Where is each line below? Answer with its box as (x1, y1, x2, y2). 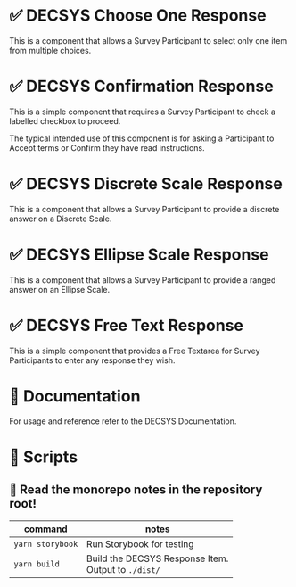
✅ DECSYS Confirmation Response (9, 77, 274, 96)
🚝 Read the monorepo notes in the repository (9, 483, 263, 498)
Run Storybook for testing (86, 537, 194, 550)
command (23, 523, 69, 535)
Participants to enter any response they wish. (9, 354, 176, 366)
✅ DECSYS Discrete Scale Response (9, 174, 283, 194)
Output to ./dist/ (86, 563, 160, 575)
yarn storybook (13, 539, 78, 549)
